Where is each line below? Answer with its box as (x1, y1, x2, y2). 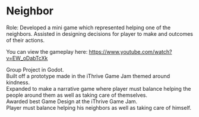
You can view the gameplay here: (6, 48, 88, 55)
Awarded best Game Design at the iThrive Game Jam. (6, 97, 138, 105)
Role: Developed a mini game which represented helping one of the (6, 24, 171, 31)
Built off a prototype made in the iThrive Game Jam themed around (6, 72, 170, 79)
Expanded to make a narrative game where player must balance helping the (6, 85, 191, 92)
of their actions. (6, 36, 45, 44)
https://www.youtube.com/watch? (89, 48, 172, 55)
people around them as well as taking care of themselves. (6, 91, 147, 98)
